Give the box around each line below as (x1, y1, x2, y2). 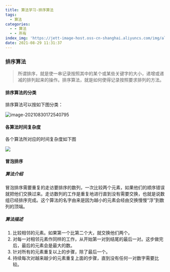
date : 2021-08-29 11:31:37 (5, 41, 62, 46)
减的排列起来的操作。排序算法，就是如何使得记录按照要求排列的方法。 (17, 77, 164, 83)
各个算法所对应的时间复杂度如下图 (5, 136, 76, 142)
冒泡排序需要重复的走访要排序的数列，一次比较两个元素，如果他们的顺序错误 (5, 184, 165, 190)
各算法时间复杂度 (5, 124, 41, 130)
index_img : (5, 36, 28, 41)
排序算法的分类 (5, 89, 36, 95)
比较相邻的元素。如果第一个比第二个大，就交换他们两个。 (12, 229, 133, 236)
